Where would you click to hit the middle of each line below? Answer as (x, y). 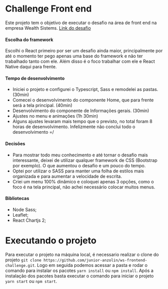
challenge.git (20, 265)
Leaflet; (20, 215)
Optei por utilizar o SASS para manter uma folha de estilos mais (78, 171)
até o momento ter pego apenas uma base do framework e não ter (74, 56)
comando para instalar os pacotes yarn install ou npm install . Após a (79, 270)
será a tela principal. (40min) (42, 106)
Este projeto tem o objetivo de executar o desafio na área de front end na (81, 23)
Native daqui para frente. (31, 67)
